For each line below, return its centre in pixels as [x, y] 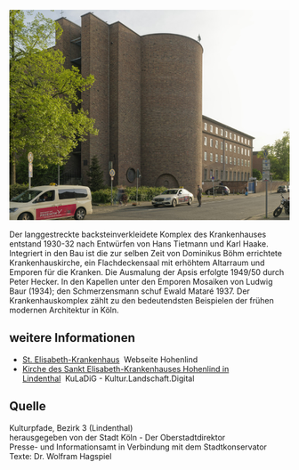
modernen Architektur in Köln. [64, 310]
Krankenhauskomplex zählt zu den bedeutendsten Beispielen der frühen [141, 300]
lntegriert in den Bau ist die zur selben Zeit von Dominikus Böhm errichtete [146, 253]
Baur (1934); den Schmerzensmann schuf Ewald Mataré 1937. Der [130, 291]
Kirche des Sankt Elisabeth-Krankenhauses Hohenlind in [125, 369]
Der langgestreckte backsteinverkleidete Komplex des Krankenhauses [138, 234]
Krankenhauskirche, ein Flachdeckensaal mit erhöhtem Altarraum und [137, 263]
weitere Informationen [73, 338]
